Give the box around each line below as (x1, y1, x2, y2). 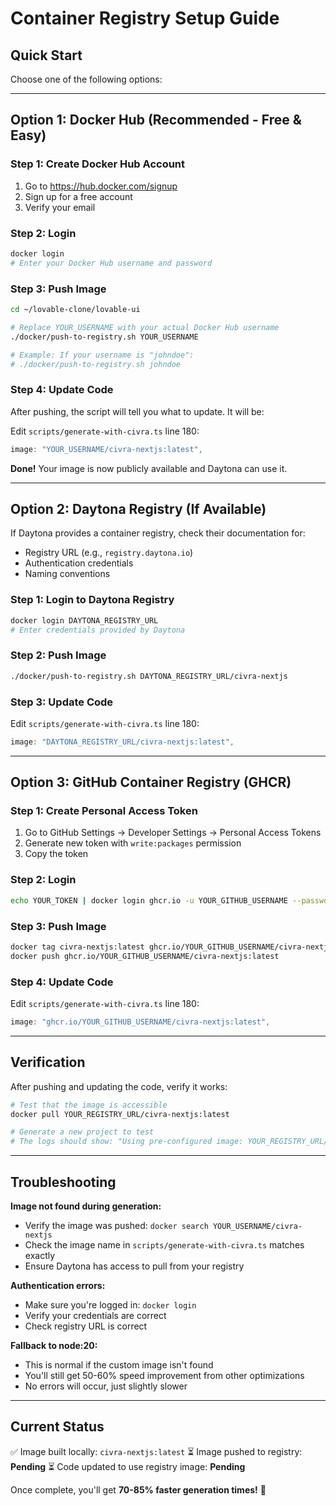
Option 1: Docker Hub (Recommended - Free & (10, 112, 302, 129)
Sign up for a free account (24, 190, 133, 202)
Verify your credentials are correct (24, 1309, 167, 1321)
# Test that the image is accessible (10, 1100, 168, 1110)
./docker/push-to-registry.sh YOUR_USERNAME (10, 332, 199, 342)
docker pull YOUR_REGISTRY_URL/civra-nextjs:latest (10, 1109, 230, 1119)
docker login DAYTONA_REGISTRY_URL (10, 615, 159, 626)
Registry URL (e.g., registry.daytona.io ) (24, 547, 194, 559)
